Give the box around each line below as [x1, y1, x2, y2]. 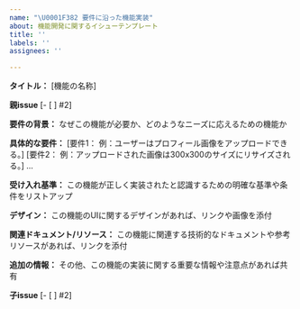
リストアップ [24, 191, 73, 202]
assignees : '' [9, 47, 63, 56]
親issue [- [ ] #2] [9, 100, 72, 111]
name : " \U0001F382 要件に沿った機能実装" [9, 13, 153, 23]
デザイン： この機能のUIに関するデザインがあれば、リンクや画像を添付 [9, 210, 273, 221]
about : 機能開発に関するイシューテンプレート [9, 22, 159, 31]
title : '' [9, 30, 47, 39]
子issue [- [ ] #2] [9, 290, 72, 301]
